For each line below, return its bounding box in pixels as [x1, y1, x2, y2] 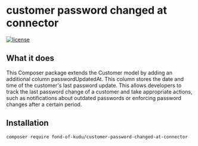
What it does [6, 53, 55, 63]
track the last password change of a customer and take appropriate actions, [6, 88, 193, 95]
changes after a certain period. [6, 101, 82, 108]
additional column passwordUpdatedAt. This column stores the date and [6, 75, 184, 82]
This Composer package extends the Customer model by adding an [6, 69, 173, 76]
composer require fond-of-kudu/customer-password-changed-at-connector [6, 133, 188, 140]
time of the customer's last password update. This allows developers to [6, 82, 182, 89]
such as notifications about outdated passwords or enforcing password [6, 94, 182, 101]
